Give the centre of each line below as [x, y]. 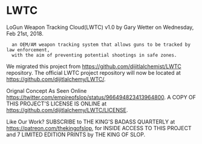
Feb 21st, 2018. [25, 33]
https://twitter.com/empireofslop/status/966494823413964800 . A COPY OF [101, 97]
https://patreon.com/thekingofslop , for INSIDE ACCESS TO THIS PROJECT [99, 128]
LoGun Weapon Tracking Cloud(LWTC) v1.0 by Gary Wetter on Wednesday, [100, 27]
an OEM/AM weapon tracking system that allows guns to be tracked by [101, 45]
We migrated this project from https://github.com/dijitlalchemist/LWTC [94, 66]
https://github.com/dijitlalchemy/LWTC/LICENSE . [67, 110]
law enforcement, [28, 50]
